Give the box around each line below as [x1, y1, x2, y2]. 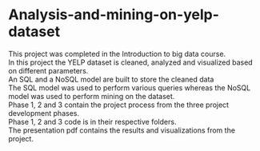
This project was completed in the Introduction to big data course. [8, 49, 226, 58]
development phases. [8, 108, 80, 117]
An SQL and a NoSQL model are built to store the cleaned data [8, 74, 214, 84]
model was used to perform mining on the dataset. [8, 91, 175, 101]
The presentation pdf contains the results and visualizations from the [8, 125, 236, 135]
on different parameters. [8, 66, 89, 75]
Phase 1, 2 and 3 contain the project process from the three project [8, 100, 230, 109]
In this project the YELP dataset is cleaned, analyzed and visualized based [8, 58, 254, 67]
